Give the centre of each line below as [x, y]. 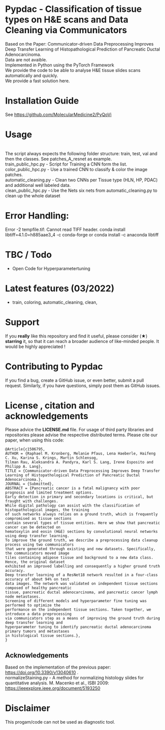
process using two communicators [40, 545]
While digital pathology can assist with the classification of [73, 506]
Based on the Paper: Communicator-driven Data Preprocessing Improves [80, 44]
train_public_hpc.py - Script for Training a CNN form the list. [66, 164]
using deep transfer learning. [37, 536]
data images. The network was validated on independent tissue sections [82, 584]
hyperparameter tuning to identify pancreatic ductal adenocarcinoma [78, 627]
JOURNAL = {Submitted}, [30, 484]
